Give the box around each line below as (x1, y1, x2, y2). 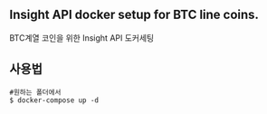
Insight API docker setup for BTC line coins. (9, 7, 260, 23)
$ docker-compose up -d (9, 95, 100, 105)
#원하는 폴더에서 (9, 88, 62, 97)
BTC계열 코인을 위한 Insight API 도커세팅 (9, 32, 155, 43)
